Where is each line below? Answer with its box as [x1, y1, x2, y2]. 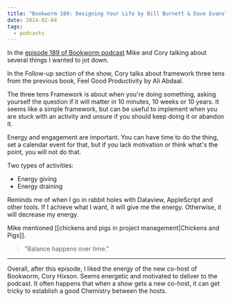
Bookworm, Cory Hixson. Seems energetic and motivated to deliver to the [7, 272, 218, 280]
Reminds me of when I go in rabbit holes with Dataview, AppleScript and [7, 196, 214, 204]
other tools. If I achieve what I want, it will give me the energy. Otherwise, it [7, 203, 222, 212]
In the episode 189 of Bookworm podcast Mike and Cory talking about [7, 49, 207, 57]
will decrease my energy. [7, 210, 79, 219]
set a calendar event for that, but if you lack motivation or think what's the [7, 140, 218, 149]
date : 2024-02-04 [7, 17, 58, 24]
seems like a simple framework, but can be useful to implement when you [7, 105, 218, 113]
